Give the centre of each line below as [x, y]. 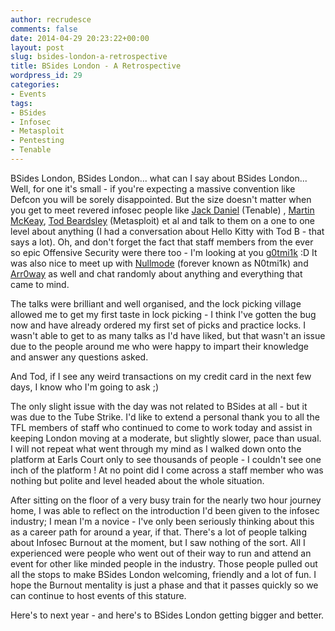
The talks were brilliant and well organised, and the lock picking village [156, 303]
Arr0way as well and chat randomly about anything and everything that [156, 273]
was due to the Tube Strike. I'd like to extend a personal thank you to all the [165, 417]
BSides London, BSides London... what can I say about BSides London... [159, 178]
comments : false [44, 29]
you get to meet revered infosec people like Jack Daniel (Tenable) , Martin [162, 210]
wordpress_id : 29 [46, 76]
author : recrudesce [51, 19]
